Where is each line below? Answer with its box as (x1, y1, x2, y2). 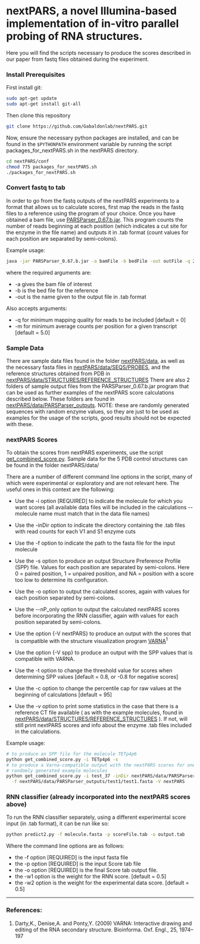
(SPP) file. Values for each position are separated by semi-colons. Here (14, 564, 190, 571)
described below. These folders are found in (6, 395, 115, 402)
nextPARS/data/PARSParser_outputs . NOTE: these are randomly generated (6, 401, 189, 409)
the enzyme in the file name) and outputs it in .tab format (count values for (6, 228, 189, 236)
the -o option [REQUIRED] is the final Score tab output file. (14, 867, 158, 874)
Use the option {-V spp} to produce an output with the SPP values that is (14, 648, 193, 656)
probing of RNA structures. (6, 30, 143, 43)
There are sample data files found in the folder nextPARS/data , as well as (6, 357, 185, 364)
